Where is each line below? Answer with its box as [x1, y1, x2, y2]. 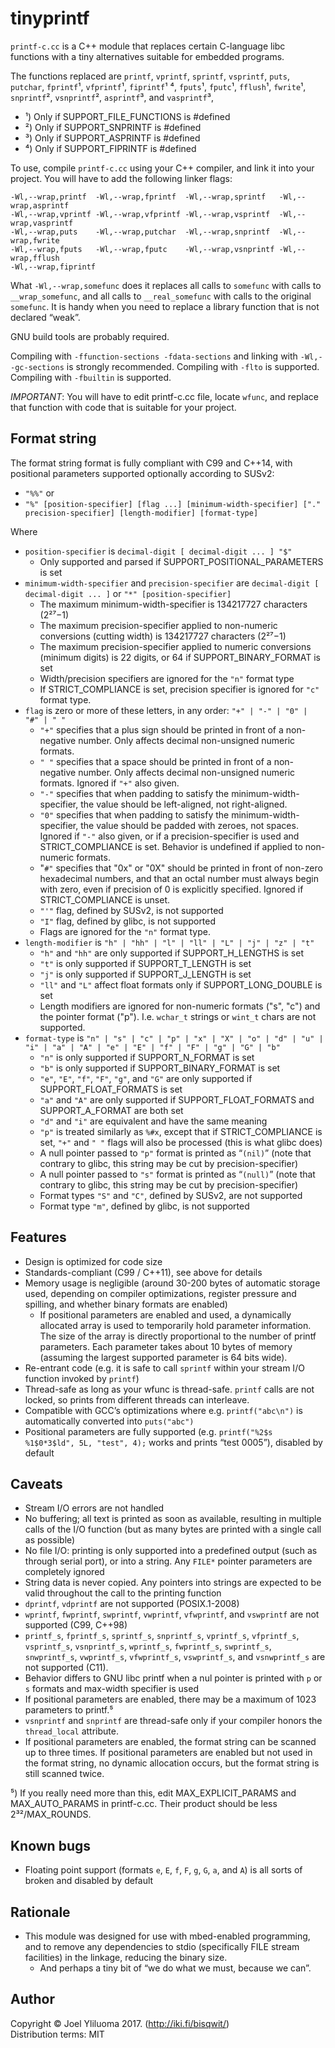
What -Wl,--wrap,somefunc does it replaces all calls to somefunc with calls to [10, 279, 322, 291]
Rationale [10, 1903, 71, 1921]
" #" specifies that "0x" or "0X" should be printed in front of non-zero [39, 862, 323, 874]
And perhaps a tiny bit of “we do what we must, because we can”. [39, 1962, 312, 1974]
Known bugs [10, 1837, 92, 1854]
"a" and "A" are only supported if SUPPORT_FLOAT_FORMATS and [39, 1093, 315, 1106]
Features [10, 1229, 67, 1246]
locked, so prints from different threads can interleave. [24, 1393, 250, 1406]
